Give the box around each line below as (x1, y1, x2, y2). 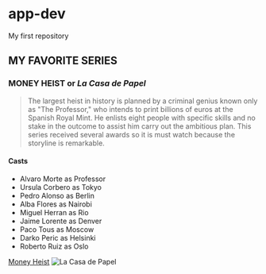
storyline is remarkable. (27, 138, 105, 148)
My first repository (8, 31, 69, 41)
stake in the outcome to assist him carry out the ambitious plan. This (27, 121, 252, 131)
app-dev (8, 5, 66, 23)
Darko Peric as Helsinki (19, 233, 96, 242)
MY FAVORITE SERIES (8, 54, 118, 68)
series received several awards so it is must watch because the (27, 129, 236, 139)
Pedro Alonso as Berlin (19, 191, 95, 200)
